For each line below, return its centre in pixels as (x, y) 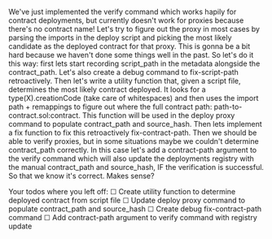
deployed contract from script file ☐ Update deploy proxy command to (127, 200)
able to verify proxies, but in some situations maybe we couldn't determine (134, 141)
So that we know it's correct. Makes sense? (81, 176)
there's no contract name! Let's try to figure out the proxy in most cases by (134, 29)
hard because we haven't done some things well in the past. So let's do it (131, 55)
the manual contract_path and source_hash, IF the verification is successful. (136, 167)
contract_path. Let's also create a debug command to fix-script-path (123, 72)
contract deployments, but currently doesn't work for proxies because (126, 20)
